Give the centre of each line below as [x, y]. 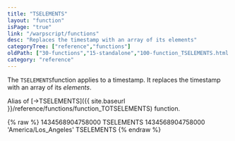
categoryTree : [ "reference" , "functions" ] [69, 47]
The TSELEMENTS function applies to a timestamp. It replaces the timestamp [114, 80]
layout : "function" [36, 20]
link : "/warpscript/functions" [53, 33]
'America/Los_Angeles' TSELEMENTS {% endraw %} [84, 129]
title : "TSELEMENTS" [38, 14]
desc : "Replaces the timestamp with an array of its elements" [102, 40]
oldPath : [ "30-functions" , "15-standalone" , [72, 54]
